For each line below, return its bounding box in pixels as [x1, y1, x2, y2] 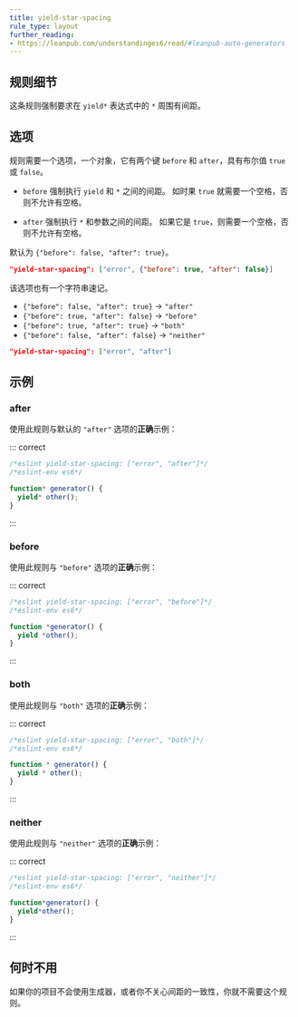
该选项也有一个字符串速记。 [9, 282, 113, 293]
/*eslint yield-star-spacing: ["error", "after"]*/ [9, 460, 208, 469]
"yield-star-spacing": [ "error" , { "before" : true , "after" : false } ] [9, 265, 274, 274]
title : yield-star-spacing [9, 13, 111, 23]
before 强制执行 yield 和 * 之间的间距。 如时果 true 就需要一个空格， [22, 185, 281, 196]
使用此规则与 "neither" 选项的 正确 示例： [9, 838, 162, 848]
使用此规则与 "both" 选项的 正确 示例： [9, 700, 149, 711]
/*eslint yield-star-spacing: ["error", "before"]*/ [9, 597, 213, 606]
